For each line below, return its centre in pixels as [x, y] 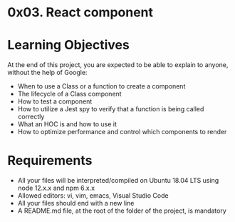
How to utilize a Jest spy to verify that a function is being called [111, 109]
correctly [31, 117]
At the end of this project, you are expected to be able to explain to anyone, [118, 65]
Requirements [50, 161]
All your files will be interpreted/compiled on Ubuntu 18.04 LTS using [118, 181]
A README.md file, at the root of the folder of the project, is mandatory [122, 211]
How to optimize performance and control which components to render [122, 132]
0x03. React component [80, 12]
